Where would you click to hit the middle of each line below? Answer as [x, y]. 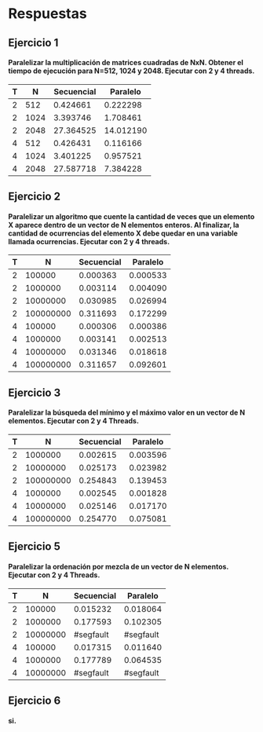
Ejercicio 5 [35, 547]
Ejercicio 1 [33, 43]
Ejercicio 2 [35, 197]
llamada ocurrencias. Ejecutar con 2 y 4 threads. [89, 241]
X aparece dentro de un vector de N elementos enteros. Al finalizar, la [124, 225]
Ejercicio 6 [35, 700]
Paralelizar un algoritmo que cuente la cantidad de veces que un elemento [131, 216]
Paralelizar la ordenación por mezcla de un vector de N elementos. [119, 566]
